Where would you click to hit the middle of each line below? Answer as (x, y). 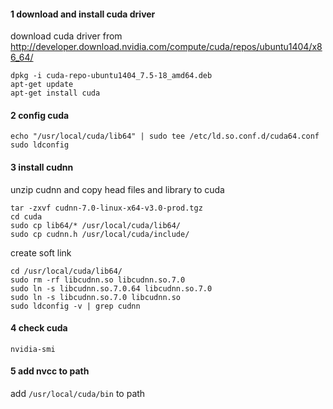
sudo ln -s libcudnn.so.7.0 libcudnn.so (96, 297)
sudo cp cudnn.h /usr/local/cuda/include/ (100, 234)
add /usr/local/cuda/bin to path (78, 394)
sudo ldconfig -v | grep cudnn (75, 306)
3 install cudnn (42, 167)
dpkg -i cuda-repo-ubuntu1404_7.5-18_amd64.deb (111, 76)
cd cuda (26, 216)
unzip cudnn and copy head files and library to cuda (117, 189)
